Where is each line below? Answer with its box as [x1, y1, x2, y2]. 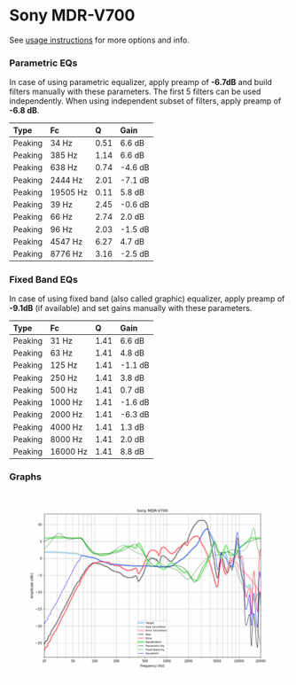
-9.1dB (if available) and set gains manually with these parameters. [9, 303, 253, 314]
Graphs [9, 471, 42, 483]
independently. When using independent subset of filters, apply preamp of [9, 96, 282, 106]
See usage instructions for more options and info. [9, 35, 191, 45]
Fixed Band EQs [9, 273, 78, 285]
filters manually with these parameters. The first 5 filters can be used [9, 86, 261, 97]
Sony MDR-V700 [9, 5, 136, 26]
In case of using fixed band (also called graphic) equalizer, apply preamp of [9, 293, 285, 304]
